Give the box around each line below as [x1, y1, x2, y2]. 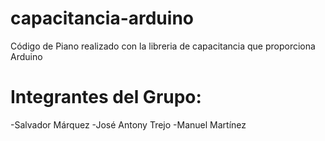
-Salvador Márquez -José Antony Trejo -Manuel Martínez [10, 118, 247, 131]
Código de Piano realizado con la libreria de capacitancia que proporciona [10, 40, 316, 52]
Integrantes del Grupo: [10, 86, 202, 109]
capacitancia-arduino [10, 7, 194, 30]
